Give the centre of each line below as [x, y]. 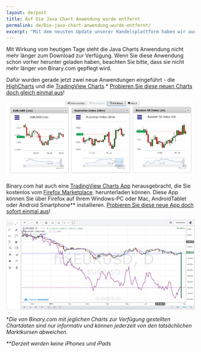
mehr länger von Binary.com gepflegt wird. [59, 68]
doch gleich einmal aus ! [35, 93]
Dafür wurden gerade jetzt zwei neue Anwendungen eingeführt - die [91, 80]
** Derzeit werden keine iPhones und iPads [59, 344]
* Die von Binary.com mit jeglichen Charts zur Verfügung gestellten [88, 319]
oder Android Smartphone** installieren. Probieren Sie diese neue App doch [100, 205]
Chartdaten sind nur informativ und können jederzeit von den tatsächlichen [99, 326]
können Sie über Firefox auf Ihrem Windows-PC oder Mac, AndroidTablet [96, 198]
